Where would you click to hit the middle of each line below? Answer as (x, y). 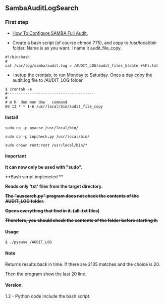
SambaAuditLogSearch (42, 8)
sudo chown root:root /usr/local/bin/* (46, 145)
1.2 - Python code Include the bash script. (48, 296)
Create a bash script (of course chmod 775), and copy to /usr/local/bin (84, 43)
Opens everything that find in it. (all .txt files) (53, 211)
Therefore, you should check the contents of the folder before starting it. (82, 220)
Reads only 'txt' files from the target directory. (54, 186)
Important (16, 156)
